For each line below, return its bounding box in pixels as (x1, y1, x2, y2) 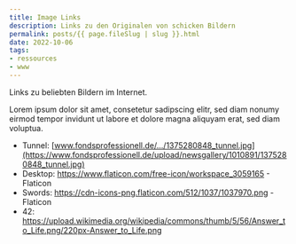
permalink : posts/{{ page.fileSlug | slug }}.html (9, 29, 200, 38)
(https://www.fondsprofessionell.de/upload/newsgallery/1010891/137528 (21, 149, 287, 160)
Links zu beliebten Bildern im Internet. (9, 86, 148, 98)
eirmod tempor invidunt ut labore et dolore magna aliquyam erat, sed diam (9, 113, 281, 124)
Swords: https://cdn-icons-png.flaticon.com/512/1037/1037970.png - (21, 187, 275, 198)
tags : (9, 46, 29, 55)
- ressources (9, 54, 58, 63)
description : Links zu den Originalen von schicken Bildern (9, 21, 237, 30)
